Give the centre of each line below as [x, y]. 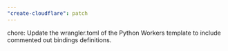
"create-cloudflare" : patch [48, 13]
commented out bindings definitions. [59, 40]
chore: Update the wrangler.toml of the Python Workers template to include [114, 33]
